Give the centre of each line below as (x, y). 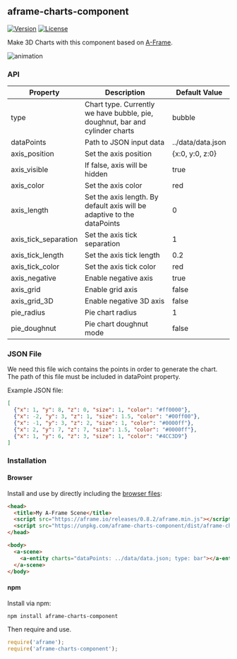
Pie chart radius (111, 313)
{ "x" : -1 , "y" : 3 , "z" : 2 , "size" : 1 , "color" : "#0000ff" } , (104, 423)
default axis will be (115, 206)
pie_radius (28, 313)
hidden (96, 174)
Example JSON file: (35, 390)
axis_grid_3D (32, 301)
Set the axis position (118, 154)
